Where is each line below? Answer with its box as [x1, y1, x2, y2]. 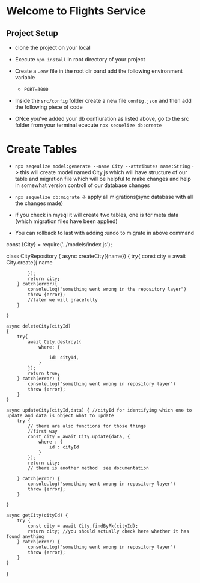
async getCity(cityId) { [6, 512, 68, 518]
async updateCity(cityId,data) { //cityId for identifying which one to [6, 407, 192, 413]
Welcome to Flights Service [6, 4, 146, 18]
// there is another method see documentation [28, 465, 149, 471]
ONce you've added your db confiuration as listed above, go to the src [14, 115, 189, 122]
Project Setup [6, 28, 59, 38]
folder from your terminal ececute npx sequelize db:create [14, 121, 162, 129]
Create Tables [6, 142, 77, 156]
